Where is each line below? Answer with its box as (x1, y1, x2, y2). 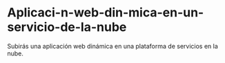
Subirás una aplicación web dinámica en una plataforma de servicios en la (7, 42, 219, 50)
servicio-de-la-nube (7, 19, 127, 35)
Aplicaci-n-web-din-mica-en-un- (7, 5, 204, 21)
